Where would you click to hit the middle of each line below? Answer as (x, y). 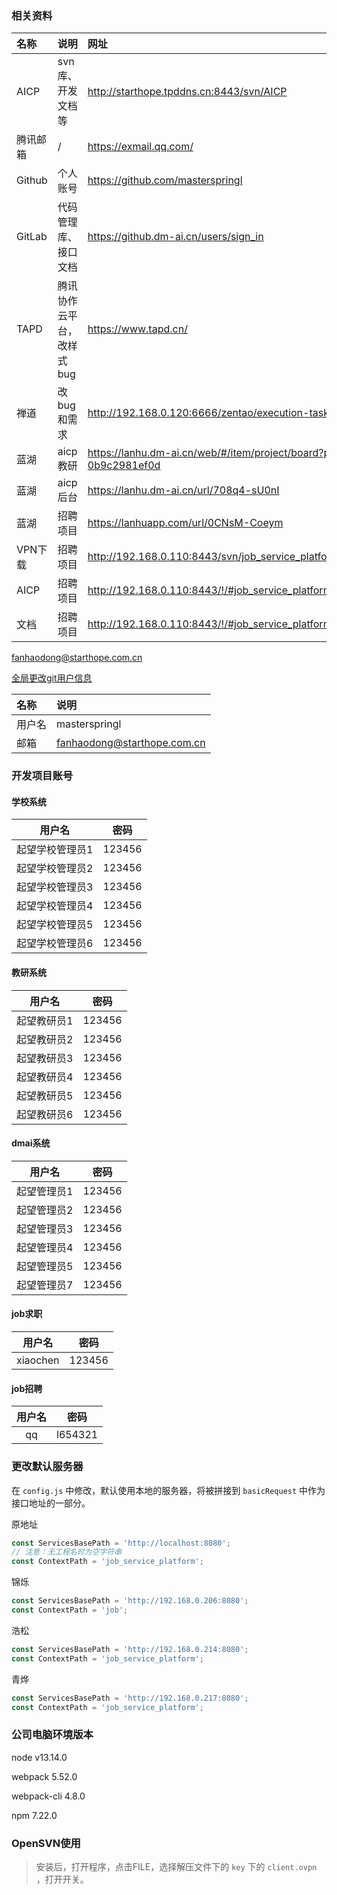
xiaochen (38, 1360)
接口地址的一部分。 (51, 1503)
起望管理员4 (45, 1247)
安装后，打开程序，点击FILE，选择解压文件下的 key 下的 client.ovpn (176, 1866)
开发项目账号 (42, 776)
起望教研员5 (45, 1095)
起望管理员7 (45, 1285)
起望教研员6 (45, 1114)
